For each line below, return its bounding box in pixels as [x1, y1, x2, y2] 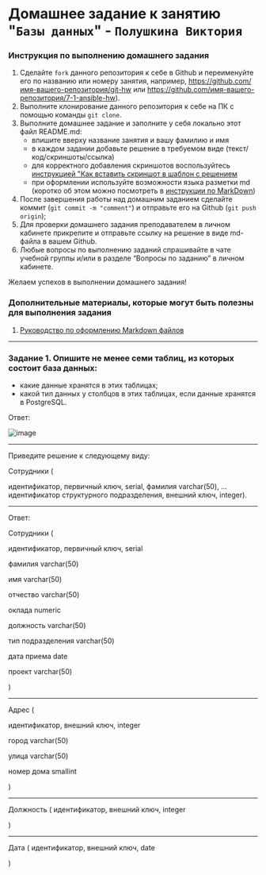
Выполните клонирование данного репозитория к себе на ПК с [19, 102, 234, 111]
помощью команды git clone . [19, 110, 122, 120]
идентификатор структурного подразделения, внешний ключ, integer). [8, 490, 248, 500]
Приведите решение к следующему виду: [8, 451, 150, 461]
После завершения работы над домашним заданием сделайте [19, 195, 233, 204]
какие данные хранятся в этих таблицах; [19, 380, 158, 390]
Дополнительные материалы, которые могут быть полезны [8, 297, 254, 308]
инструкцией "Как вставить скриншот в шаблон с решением [31, 169, 237, 179]
